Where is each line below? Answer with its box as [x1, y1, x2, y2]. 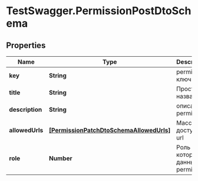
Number [49, 154, 72, 162]
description [9, 105, 42, 114]
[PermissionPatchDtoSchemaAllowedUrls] [49, 126, 171, 134]
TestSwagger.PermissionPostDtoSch [6, 4, 192, 18]
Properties [6, 40, 46, 50]
